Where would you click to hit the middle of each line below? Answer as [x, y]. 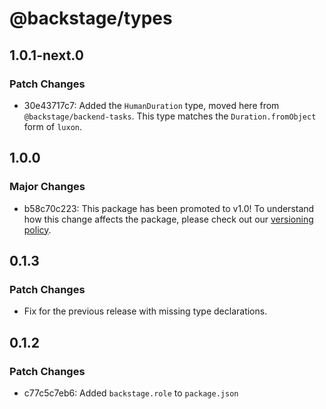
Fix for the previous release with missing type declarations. [145, 311]
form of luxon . [53, 126]
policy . [37, 229]
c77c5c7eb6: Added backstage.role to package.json [131, 393]
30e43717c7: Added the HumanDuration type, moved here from [151, 105]
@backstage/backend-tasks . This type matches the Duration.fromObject [170, 116]
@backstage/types [91, 18]
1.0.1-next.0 [46, 55]
